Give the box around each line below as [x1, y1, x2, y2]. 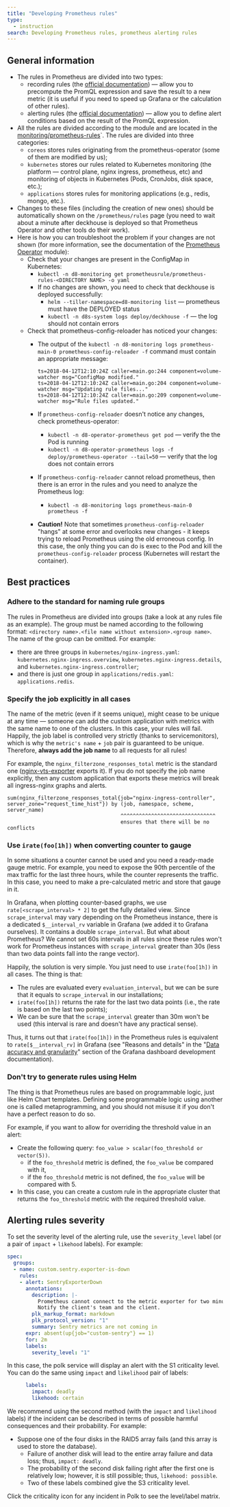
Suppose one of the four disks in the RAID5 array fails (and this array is [16, 1435, 218, 1443]
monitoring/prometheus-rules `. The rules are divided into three [16, 131, 194, 139]
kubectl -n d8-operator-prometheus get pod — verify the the [47, 430, 221, 439]
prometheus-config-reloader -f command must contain [59, 347, 216, 355]
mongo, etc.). [27, 197, 66, 205]
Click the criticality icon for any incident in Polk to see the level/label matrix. [7, 1492, 220, 1500]
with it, [27, 1165, 47, 1173]
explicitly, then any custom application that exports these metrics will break [7, 774, 220, 782]
